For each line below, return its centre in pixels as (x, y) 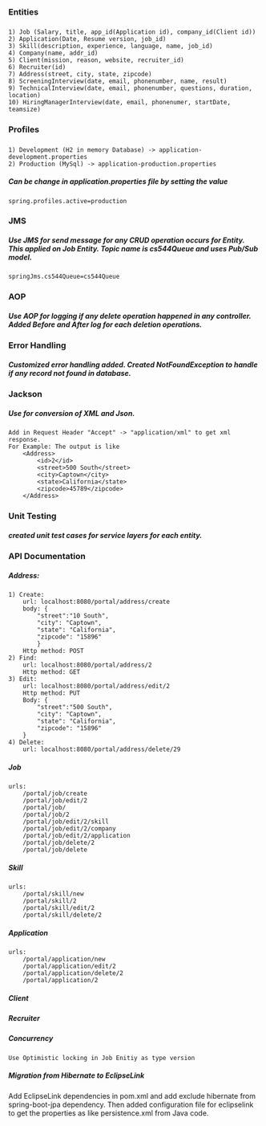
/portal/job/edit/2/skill (66, 822)
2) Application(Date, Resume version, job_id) (87, 39)
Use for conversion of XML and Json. (72, 413)
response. (25, 440)
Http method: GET (52, 672)
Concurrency (31, 1038)
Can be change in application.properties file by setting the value (118, 182)
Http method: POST (53, 651)
